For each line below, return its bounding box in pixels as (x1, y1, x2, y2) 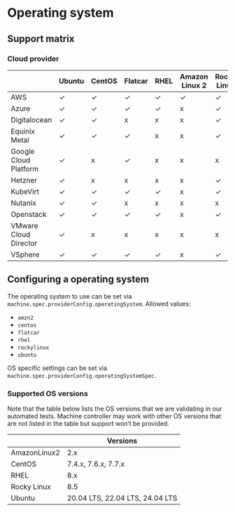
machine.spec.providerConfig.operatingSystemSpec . (7, 371, 157, 379)
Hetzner (10, 175, 38, 185)
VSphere (10, 250, 40, 259)
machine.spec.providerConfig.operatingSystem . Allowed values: (7, 299, 191, 308)
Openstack (10, 209, 47, 219)
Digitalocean (10, 115, 52, 125)
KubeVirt (10, 187, 40, 197)
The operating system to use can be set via (7, 292, 132, 300)
